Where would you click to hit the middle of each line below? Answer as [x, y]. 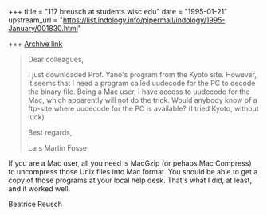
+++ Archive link [35, 44]
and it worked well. [39, 189]
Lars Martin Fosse [57, 148]
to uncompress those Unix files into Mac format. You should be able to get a [133, 172]
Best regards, [50, 132]
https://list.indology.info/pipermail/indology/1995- [144, 20]
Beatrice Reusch [35, 204]
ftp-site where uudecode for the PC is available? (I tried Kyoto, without [143, 108]
